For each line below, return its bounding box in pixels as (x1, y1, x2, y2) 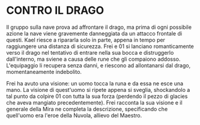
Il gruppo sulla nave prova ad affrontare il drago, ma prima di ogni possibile (6, 23, 192, 31)
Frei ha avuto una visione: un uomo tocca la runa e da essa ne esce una (6, 79, 184, 87)
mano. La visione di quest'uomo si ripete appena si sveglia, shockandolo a (6, 86, 190, 93)
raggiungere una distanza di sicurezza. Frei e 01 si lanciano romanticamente (6, 43, 194, 50)
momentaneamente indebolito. (6, 68, 82, 75)
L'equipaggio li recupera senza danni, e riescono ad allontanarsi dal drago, (6, 61, 191, 69)
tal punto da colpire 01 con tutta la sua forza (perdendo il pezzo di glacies (6, 93, 188, 100)
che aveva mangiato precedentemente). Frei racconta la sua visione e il (6, 99, 183, 106)
